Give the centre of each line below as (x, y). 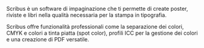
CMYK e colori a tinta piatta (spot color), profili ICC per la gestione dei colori (102, 33)
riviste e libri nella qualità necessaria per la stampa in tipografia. (86, 15)
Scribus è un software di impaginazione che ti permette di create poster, (97, 9)
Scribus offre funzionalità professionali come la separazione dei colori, (95, 27)
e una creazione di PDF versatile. (48, 39)
